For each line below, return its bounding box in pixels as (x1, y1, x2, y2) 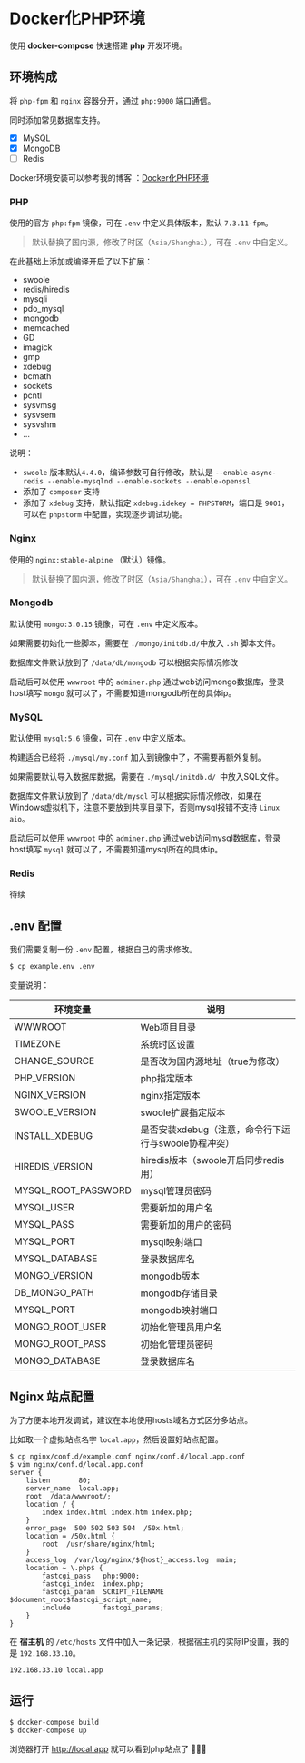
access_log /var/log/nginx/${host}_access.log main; (25, 1555, 238, 1564)
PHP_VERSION (14, 1071, 76, 1084)
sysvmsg (22, 400, 57, 411)
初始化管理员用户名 (140, 1321, 222, 1334)
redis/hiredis (22, 284, 70, 295)
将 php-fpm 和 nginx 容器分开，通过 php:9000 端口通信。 (9, 95, 216, 105)
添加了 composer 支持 (22, 486, 100, 497)
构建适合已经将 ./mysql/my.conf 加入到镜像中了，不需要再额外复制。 (9, 752, 266, 763)
